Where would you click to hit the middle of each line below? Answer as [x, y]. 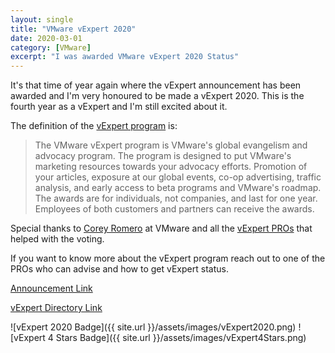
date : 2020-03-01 [46, 38]
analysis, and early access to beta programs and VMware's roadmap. [178, 188]
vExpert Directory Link [56, 308]
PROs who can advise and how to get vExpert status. [119, 269]
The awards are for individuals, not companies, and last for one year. [176, 198]
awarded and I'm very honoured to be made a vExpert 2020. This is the [157, 96]
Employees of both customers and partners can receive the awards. [174, 209]
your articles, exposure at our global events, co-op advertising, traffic [178, 177]
